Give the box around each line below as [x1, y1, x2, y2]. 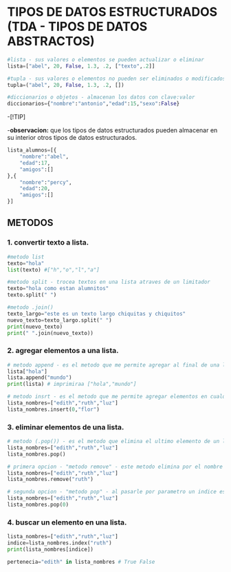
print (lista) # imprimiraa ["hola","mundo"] [7, 380, 137, 388]
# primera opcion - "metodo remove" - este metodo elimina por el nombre [7, 463, 223, 470]
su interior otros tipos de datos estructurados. [7, 134, 137, 142]
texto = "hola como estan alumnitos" [7, 285, 109, 292]
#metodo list [7, 253, 45, 261]
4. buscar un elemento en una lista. [7, 518, 127, 527]
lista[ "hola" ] [7, 368, 48, 375]
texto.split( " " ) [7, 292, 57, 298]
